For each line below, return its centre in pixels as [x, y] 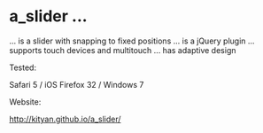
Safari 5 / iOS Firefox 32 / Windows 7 [77, 84]
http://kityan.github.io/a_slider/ [65, 119]
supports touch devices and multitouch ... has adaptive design [123, 50]
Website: [25, 102]
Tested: [23, 67]
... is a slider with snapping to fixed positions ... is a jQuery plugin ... [132, 41]
